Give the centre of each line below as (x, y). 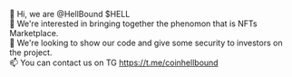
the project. (31, 53)
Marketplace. (34, 33)
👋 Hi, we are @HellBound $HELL (70, 14)
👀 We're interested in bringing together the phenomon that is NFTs (133, 24)
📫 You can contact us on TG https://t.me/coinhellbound (114, 63)
